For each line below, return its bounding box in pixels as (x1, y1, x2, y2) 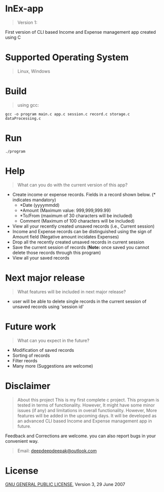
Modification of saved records (12, 347, 75, 353)
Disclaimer (5, 380, 51, 392)
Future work (5, 321, 56, 332)
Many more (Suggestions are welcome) (12, 363, 93, 369)
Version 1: (17, 19, 38, 25)
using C (5, 34, 21, 40)
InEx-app (5, 3, 44, 14)
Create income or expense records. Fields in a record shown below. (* (12, 191, 156, 197)
